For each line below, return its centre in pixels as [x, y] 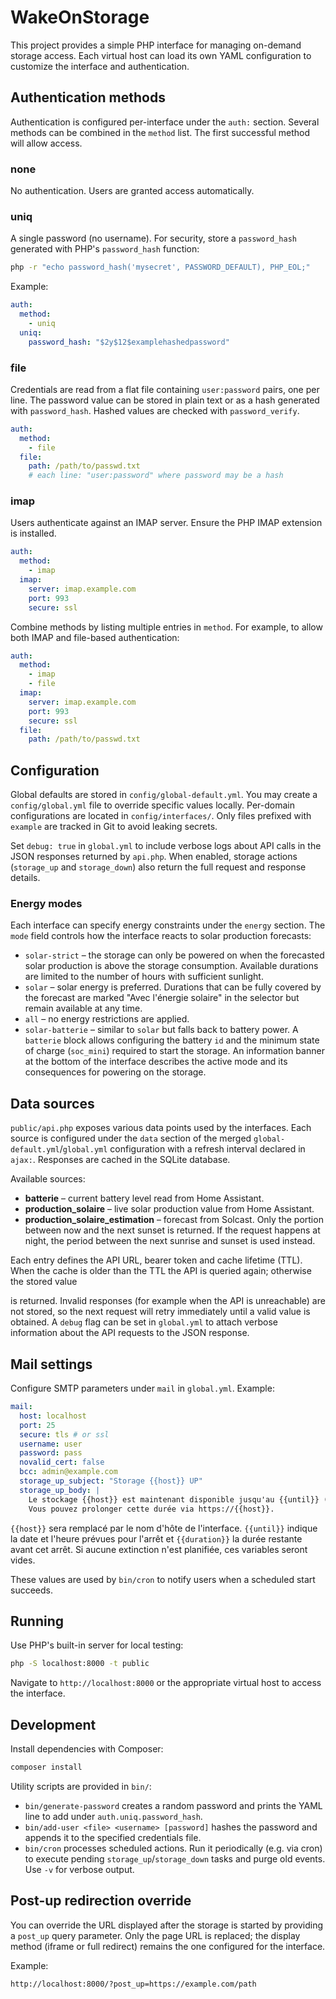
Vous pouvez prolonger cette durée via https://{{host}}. [151, 1509]
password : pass [51, 1453]
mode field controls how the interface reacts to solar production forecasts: [161, 936]
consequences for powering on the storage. [115, 1072]
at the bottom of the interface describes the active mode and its [156, 1062]
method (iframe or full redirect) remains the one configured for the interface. [168, 1946]
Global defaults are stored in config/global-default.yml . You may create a [164, 795]
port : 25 [37, 1425]
